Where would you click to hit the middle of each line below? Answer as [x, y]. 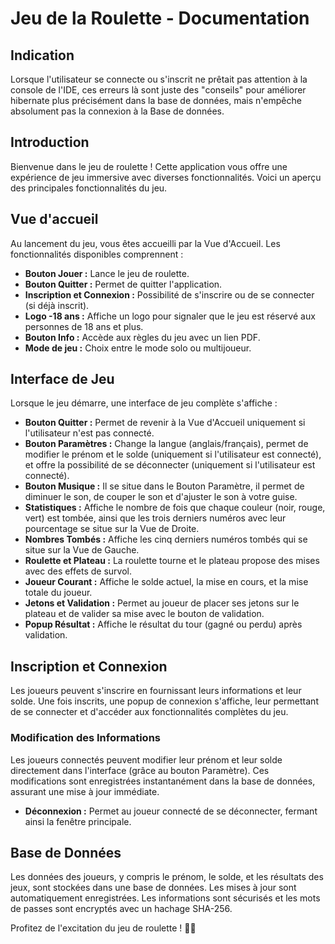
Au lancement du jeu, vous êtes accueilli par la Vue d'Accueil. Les [145, 243]
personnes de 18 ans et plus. [84, 326]
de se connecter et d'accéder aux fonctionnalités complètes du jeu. [149, 712]
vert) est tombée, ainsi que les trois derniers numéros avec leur [155, 518]
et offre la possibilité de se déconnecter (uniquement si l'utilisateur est [170, 465]
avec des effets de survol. [78, 571]
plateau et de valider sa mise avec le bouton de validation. [144, 614]
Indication [42, 55]
